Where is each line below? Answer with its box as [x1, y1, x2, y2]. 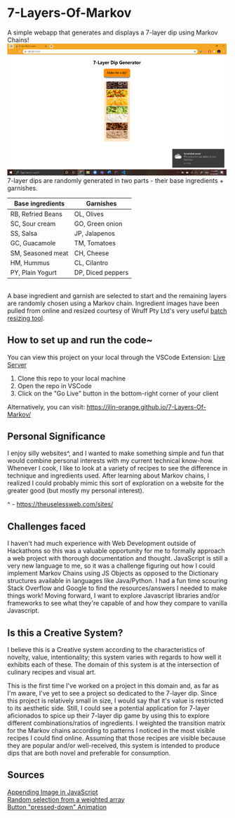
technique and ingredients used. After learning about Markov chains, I [7, 471, 209, 480]
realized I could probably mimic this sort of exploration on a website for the [7, 479, 224, 487]
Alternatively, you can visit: [7, 402, 86, 411]
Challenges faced [7, 520, 86, 532]
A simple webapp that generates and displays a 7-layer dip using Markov [7, 28, 218, 37]
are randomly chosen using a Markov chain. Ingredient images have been [7, 299, 220, 307]
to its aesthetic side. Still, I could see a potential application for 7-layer [7, 703, 210, 712]
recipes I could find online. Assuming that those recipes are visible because [7, 734, 226, 742]
